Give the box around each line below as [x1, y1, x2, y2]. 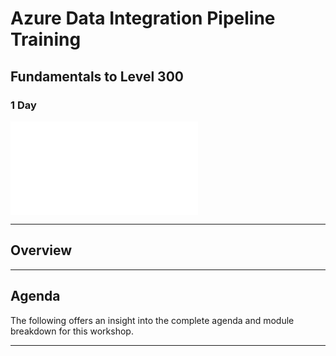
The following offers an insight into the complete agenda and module [10, 314, 295, 326]
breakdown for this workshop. [10, 325, 134, 337]
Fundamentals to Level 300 [10, 68, 184, 85]
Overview [10, 242, 73, 259]
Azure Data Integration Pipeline [10, 7, 276, 30]
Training [10, 28, 82, 51]
